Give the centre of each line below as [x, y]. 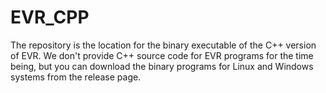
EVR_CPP [50, 17]
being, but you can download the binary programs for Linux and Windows [162, 66]
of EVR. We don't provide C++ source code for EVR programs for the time [162, 55]
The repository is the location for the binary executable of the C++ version [163, 45]
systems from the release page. [76, 77]
